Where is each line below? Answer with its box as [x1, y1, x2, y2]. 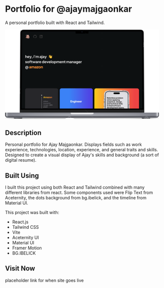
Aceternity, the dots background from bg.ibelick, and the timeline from [5, 194, 146, 200]
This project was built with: [5, 209, 60, 215]
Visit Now [5, 264, 35, 273]
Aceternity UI [12, 234, 39, 240]
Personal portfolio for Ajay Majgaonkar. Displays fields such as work [5, 142, 142, 147]
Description [5, 128, 41, 137]
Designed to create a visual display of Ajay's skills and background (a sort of [5, 152, 159, 158]
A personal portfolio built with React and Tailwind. [5, 20, 105, 25]
